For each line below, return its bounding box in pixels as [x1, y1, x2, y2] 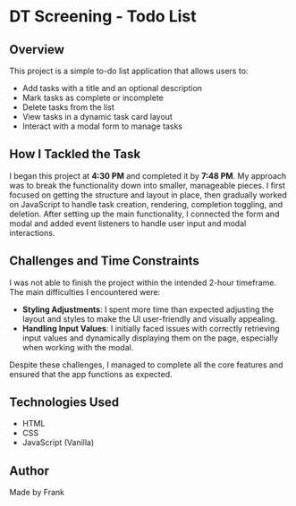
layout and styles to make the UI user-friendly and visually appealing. [21, 313, 277, 324]
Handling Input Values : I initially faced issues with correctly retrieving [21, 323, 280, 333]
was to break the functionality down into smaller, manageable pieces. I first [9, 180, 286, 190]
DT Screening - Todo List [9, 6, 197, 27]
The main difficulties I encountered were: [9, 286, 161, 297]
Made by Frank [9, 487, 65, 498]
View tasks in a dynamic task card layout [21, 112, 173, 122]
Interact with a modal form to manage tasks [21, 121, 183, 131]
